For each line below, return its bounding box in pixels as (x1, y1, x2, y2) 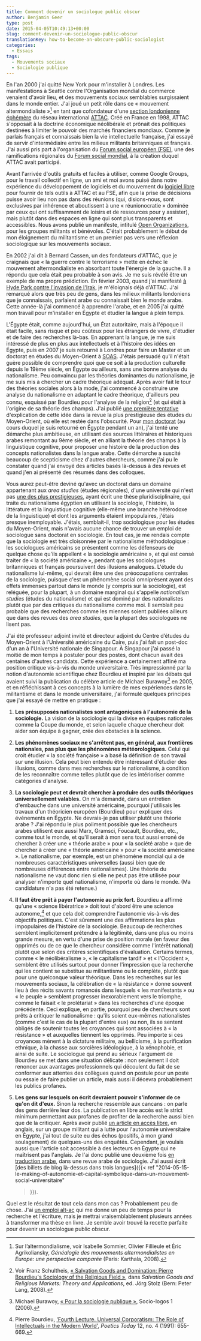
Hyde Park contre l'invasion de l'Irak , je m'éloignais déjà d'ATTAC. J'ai (6, 284, 179, 291)
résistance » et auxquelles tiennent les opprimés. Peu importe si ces (14, 1031, 184, 1038)
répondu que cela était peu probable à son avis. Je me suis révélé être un (6, 271, 187, 278)
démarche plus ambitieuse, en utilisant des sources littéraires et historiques (6, 430, 193, 437)
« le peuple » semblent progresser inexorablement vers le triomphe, (14, 993, 182, 1000)
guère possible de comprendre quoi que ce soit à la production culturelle (6, 359, 186, 367)
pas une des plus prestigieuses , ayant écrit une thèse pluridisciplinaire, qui (6, 493, 190, 500)
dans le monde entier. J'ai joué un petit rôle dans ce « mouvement (6, 100, 169, 107)
